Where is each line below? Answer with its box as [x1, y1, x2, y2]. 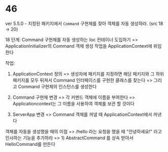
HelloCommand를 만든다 [5, 141, 56, 147]
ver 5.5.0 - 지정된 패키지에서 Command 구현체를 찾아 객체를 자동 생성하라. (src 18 [5, 20, 163, 26]
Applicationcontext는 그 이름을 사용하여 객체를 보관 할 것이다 [12, 100, 135, 106]
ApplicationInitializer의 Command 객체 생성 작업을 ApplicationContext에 [5, 43, 152, 49]
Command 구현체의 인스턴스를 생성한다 [18, 83, 97, 89]
